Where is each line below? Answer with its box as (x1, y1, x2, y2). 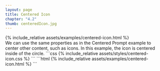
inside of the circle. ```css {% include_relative (5, 51, 98, 57)
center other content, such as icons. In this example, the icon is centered (5, 45, 155, 51)
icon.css (5, 56, 22, 62)
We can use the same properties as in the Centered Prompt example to (5, 40, 151, 46)
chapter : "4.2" (5, 16, 37, 21)
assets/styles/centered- (99, 51, 148, 57)
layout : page (5, 7, 32, 12)
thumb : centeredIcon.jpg (5, 21, 57, 26)
